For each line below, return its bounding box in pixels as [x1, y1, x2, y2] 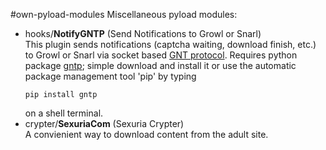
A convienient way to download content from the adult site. [24, 129, 269, 140]
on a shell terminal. [24, 107, 104, 119]
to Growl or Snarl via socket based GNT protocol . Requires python [24, 49, 298, 61]
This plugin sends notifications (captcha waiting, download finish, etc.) [24, 39, 317, 50]
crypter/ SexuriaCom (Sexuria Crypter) [24, 118, 185, 129]
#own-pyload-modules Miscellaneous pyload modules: [10, 9, 238, 20]
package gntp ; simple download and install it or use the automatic [24, 60, 297, 71]
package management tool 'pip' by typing [24, 70, 197, 82]
